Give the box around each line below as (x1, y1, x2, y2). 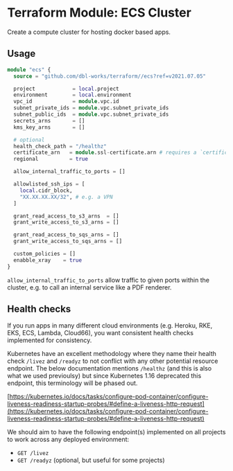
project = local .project (13, 85, 119, 92)
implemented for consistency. (7, 336, 92, 344)
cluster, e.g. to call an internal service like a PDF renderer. (7, 283, 172, 292)
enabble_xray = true (13, 256, 82, 264)
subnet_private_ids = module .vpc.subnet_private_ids (13, 105, 169, 112)
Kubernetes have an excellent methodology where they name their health (7, 350, 216, 358)
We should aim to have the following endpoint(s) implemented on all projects (7, 428, 226, 436)
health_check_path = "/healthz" (13, 143, 107, 150)
